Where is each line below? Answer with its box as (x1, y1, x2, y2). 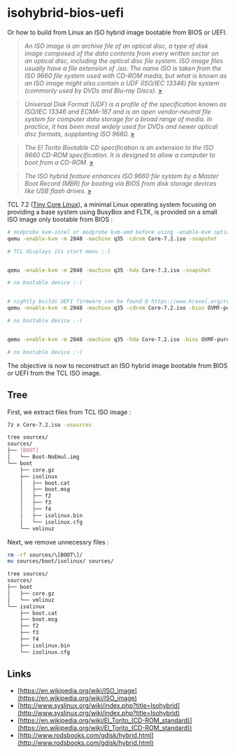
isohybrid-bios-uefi (7, 5, 124, 21)
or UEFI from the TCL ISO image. (7, 369, 101, 377)
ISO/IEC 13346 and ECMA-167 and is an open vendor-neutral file (24, 107, 211, 116)
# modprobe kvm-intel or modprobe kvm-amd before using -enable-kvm (7, 228, 211, 235)
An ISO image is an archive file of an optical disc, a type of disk (24, 41, 208, 50)
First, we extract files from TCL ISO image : (7, 408, 131, 416)
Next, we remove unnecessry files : (7, 537, 110, 546)
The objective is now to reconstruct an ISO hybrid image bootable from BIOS (7, 361, 228, 369)
